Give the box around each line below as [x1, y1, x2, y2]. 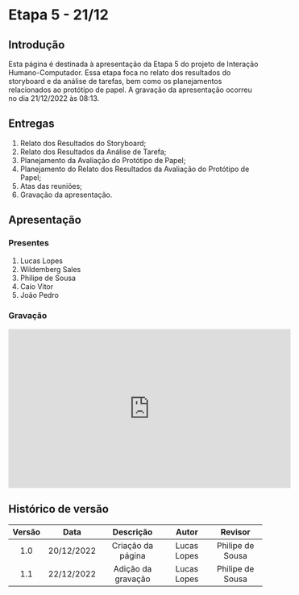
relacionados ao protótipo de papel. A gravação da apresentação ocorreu [8, 85, 252, 94]
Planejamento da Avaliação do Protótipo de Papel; [19, 155, 186, 165]
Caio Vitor [19, 281, 54, 291]
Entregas [8, 117, 55, 131]
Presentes [8, 237, 50, 249]
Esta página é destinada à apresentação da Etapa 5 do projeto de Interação [8, 59, 259, 69]
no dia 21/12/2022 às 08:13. [8, 94, 100, 103]
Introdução [8, 38, 65, 52]
